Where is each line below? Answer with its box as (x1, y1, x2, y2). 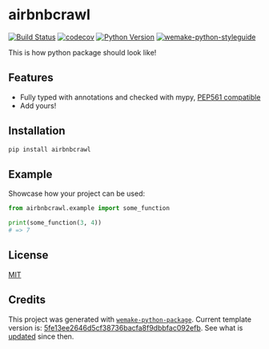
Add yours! (19, 100, 57, 110)
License (8, 249, 49, 262)
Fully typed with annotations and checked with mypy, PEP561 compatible (19, 92, 261, 102)
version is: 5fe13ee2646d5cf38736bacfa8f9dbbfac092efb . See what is (8, 323, 243, 332)
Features (8, 71, 54, 85)
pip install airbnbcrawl (8, 145, 91, 153)
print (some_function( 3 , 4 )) (8, 219, 102, 227)
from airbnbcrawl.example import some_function (8, 205, 171, 213)
